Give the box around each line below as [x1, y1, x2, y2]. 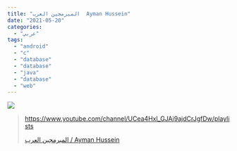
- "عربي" [13, 29, 39, 37]
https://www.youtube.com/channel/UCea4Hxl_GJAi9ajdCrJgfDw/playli [24, 114, 230, 123]
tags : [7, 37, 23, 44]
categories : [7, 23, 42, 30]
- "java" [13, 69, 39, 76]
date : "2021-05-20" [7, 17, 65, 24]
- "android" [13, 43, 49, 50]
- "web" [13, 82, 37, 89]
